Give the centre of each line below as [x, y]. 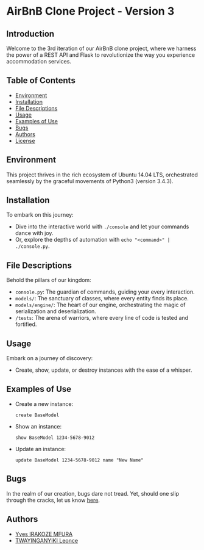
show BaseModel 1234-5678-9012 [55, 438]
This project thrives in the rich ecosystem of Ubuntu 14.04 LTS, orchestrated [102, 175]
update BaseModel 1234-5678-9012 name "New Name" [79, 460]
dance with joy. [34, 233]
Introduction [30, 34]
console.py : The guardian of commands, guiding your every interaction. [105, 292]
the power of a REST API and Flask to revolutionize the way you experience [101, 55]
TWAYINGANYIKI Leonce [46, 540]
